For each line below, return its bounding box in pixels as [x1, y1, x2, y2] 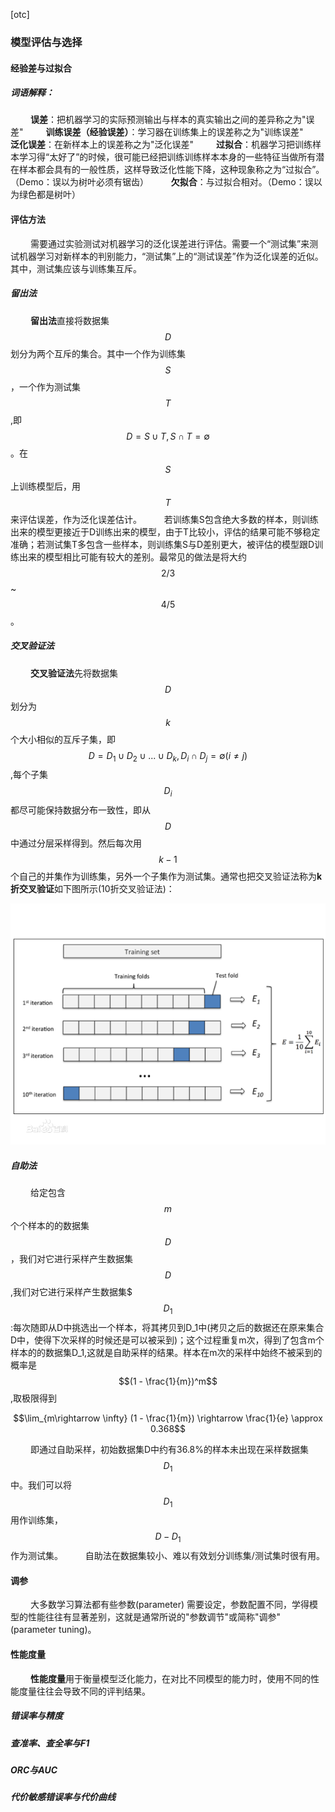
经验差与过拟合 [10, 62, 72, 74]
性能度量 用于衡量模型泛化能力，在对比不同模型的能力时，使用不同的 [29, 1672, 311, 1684]
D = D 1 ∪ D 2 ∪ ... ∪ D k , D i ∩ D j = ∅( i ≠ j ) [88, 749, 248, 764]
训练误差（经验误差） [45, 126, 130, 138]
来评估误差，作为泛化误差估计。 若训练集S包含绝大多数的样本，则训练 [10, 513, 319, 525]
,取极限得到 [10, 1392, 58, 1404]
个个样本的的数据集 [10, 1220, 90, 1232]
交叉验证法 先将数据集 [29, 667, 118, 679]
